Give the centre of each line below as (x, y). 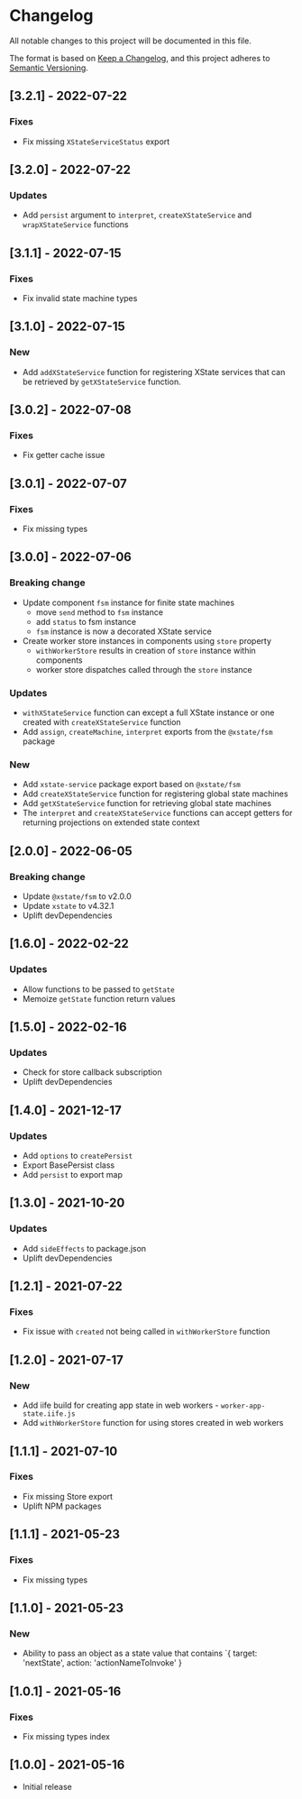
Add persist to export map (73, 1175)
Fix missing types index (66, 1736)
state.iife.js (49, 1414)
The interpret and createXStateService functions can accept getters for (157, 813)
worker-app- (243, 1406)
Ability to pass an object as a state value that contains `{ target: (140, 1653)
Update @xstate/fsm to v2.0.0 (77, 896)
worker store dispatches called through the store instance (144, 669)
